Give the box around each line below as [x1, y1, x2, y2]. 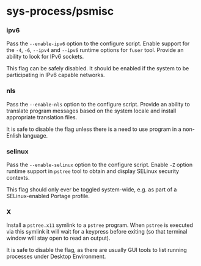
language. [23, 131, 48, 139]
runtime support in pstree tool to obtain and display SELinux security [6, 168, 179, 175]
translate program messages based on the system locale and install [6, 107, 177, 114]
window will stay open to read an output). [6, 234, 111, 242]
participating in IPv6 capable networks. [6, 72, 105, 79]
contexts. [6, 174, 30, 182]
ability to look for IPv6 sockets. [6, 53, 84, 61]
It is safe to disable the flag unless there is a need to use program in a [6, 125, 181, 133]
